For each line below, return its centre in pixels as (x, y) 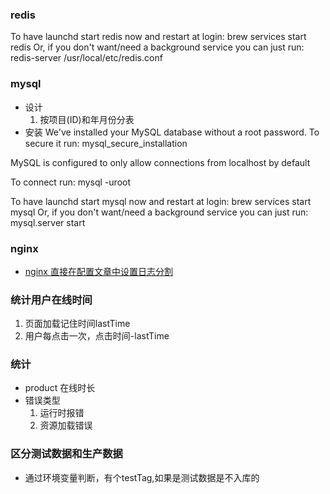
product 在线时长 (60, 388)
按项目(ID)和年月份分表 (87, 119)
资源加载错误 (66, 425)
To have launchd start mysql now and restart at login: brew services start (161, 201)
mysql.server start (48, 222)
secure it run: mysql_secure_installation (106, 143)
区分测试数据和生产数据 (66, 454)
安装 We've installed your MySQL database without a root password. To (172, 132)
